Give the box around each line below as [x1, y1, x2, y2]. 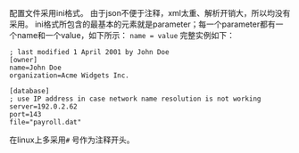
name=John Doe [9, 63, 62, 72]
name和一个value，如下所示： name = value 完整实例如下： [16, 30, 235, 40]
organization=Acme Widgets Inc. [9, 71, 129, 80]
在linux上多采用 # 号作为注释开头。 [9, 134, 136, 145]
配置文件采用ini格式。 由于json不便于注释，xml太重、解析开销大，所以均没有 [9, 8, 291, 18]
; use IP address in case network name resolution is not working [9, 94, 262, 103]
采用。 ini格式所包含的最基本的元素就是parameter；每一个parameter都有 [9, 19, 276, 29]
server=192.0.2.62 [9, 102, 78, 111]
